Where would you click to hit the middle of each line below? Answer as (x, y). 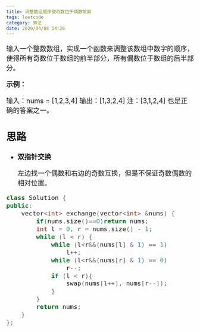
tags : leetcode (25, 17)
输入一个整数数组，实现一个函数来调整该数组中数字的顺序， (100, 49)
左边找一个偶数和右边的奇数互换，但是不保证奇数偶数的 (105, 173)
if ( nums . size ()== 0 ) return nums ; (92, 221)
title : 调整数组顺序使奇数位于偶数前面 (49, 12)
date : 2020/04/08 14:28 (36, 28)
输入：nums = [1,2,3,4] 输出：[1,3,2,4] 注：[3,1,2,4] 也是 (94, 101)
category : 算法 (24, 23)
